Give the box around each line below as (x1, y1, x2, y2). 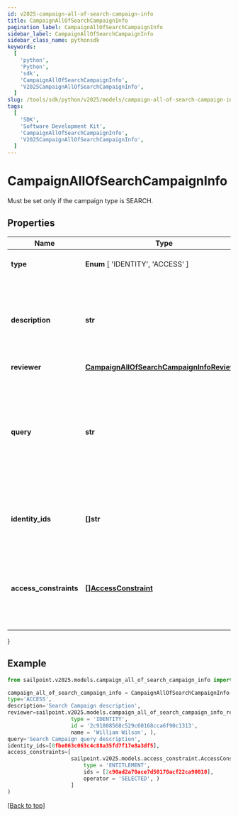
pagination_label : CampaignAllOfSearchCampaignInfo (7, 23, 163, 31)
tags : (7, 103, 23, 110)
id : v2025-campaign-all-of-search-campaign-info (7, 10, 154, 18)
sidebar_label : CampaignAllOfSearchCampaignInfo (7, 30, 154, 38)
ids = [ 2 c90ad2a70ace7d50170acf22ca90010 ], (83, 769, 214, 776)
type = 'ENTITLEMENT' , (83, 762, 151, 769)
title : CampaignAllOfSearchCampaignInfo (7, 17, 129, 24)
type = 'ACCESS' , (7, 696, 52, 703)
